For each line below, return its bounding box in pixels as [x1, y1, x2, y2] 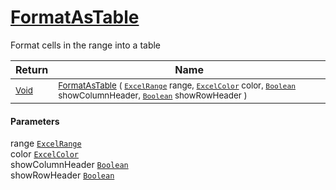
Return [15, 62, 49, 76]
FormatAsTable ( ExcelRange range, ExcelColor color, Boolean [58, 79, 297, 91]
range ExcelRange [10, 137, 82, 150]
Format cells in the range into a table [10, 39, 162, 51]
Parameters [10, 115, 60, 127]
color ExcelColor [10, 148, 79, 160]
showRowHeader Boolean [10, 169, 115, 181]
